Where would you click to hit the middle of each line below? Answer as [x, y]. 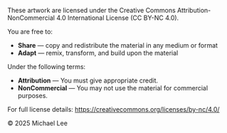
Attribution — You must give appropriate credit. [88, 80]
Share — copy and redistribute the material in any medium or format [118, 45]
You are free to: [30, 32]
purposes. [33, 96]
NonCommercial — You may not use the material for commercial [113, 88]
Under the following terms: [47, 66]
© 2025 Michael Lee [37, 123]
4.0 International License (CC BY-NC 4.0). [118, 18]
